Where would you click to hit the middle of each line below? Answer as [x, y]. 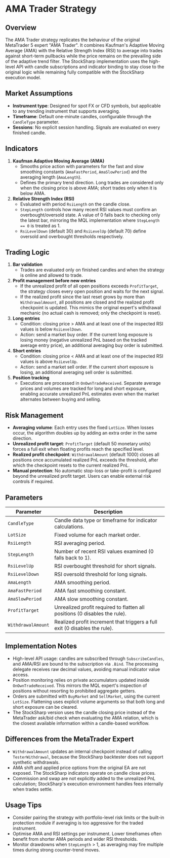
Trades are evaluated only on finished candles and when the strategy [92, 270]
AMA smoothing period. [82, 583]
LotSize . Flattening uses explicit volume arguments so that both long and [89, 702]
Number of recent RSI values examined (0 [104, 551]
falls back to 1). [73, 558]
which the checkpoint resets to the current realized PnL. [71, 466]
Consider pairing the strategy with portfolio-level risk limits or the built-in [88, 817]
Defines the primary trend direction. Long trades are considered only [92, 182]
